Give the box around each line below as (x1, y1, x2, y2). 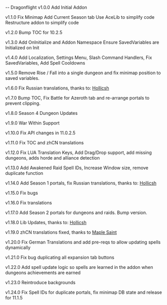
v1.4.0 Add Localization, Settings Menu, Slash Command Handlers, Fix (5, 54, 152, 60)
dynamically (5, 245, 31, 251)
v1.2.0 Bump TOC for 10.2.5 (5, 29, 62, 35)
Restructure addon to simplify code (5, 20, 79, 25)
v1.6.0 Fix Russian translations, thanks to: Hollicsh (5, 85, 109, 91)
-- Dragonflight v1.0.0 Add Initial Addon (5, 5, 87, 10)
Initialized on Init (5, 45, 40, 50)
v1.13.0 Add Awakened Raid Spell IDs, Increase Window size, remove (5, 165, 149, 171)
